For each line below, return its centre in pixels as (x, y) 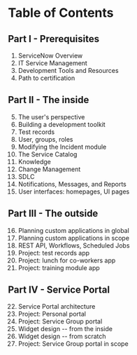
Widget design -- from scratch (62, 336)
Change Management (49, 169)
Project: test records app (54, 253)
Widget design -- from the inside (65, 329)
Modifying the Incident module (62, 147)
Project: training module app (59, 267)
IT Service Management (53, 63)
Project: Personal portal (52, 314)
